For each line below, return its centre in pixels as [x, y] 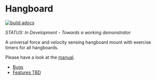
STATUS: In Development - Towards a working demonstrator [68, 32]
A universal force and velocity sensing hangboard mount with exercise [78, 42]
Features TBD [27, 72]
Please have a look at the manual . [40, 57]
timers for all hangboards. [32, 47]
